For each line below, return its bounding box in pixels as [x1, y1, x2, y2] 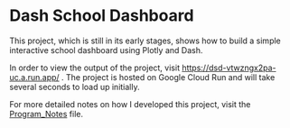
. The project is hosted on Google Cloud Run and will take [61, 71, 276, 82]
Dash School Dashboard [9, 5, 194, 26]
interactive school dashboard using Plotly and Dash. [9, 44, 203, 55]
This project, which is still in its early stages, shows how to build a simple [9, 35, 282, 46]
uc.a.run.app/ [9, 71, 61, 82]
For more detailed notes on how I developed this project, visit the [9, 98, 251, 109]
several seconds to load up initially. [9, 81, 140, 92]
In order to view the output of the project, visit [9, 62, 181, 73]
